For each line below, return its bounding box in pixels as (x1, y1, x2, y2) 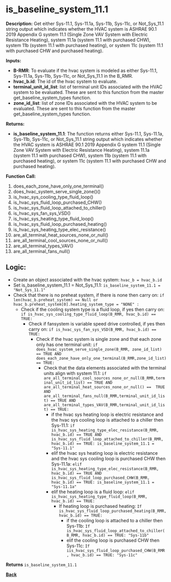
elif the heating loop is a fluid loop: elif (51, 488, 135, 495)
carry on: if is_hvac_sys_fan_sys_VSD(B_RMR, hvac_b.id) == (28, 326, 157, 332)
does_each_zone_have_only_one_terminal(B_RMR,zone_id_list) (36, 356, 167, 361)
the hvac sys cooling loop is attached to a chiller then (51, 416, 164, 423)
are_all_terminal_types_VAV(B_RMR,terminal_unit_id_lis (43, 402, 165, 407)
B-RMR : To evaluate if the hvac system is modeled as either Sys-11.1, (13, 67, 158, 74)
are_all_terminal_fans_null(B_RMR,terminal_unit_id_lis (43, 393, 165, 399)
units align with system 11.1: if (43, 370, 107, 376)
